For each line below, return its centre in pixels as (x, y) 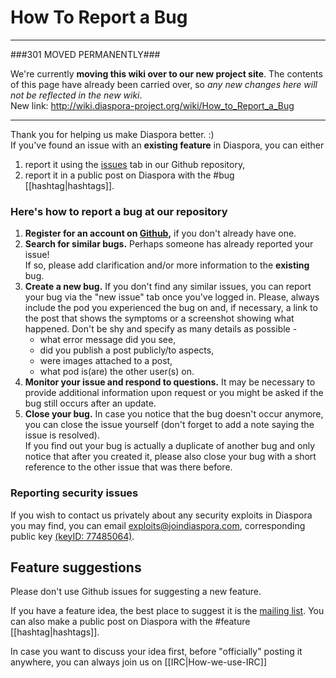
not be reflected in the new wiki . (76, 95)
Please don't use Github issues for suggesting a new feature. (136, 592)
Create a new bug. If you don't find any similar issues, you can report (168, 287)
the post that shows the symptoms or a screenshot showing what (159, 318)
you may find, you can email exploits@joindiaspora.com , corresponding (158, 525)
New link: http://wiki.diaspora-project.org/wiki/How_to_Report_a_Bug (152, 105)
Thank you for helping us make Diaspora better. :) (112, 134)
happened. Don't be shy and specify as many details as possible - (161, 329)
